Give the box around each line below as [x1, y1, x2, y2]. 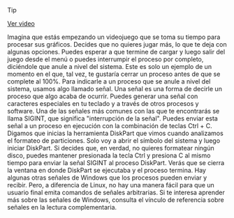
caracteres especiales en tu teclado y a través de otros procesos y [7, 100, 199, 107]
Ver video [7, 20, 35, 27]
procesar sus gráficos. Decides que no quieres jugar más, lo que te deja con [7, 40, 227, 48]
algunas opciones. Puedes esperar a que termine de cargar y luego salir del [7, 48, 226, 56]
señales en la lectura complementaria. [7, 203, 117, 211]
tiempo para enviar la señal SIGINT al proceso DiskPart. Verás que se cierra [7, 159, 225, 166]
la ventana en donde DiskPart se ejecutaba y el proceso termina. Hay [7, 166, 206, 174]
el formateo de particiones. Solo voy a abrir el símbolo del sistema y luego [7, 137, 221, 145]
